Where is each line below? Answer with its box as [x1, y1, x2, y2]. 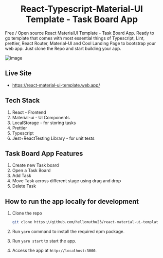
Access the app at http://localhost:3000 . [12, 248, 97, 254]
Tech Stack [5, 96, 40, 105]
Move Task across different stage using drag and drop [12, 178, 121, 184]
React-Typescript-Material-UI [20, 3, 143, 15]
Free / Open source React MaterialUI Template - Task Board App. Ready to [5, 30, 154, 36]
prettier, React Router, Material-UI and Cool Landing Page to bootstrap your [5, 40, 156, 46]
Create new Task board [12, 162, 59, 168]
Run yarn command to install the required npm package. [12, 229, 125, 235]
